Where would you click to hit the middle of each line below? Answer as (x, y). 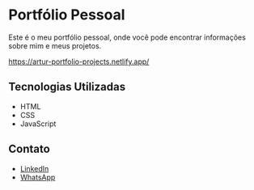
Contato (29, 149)
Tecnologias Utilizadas (67, 87)
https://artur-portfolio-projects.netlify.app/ (79, 61)
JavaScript (38, 124)
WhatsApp (38, 177)
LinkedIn (34, 168)
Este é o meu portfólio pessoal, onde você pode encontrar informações (127, 37)
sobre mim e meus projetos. (55, 45)
